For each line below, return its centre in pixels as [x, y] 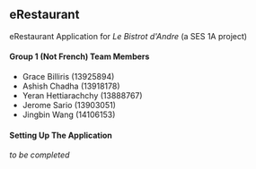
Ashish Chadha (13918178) [71, 86]
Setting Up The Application [61, 135]
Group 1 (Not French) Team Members [79, 56]
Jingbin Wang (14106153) [69, 114]
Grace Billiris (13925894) [68, 77]
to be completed [40, 155]
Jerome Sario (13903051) [69, 106]
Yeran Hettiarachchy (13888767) [82, 96]
